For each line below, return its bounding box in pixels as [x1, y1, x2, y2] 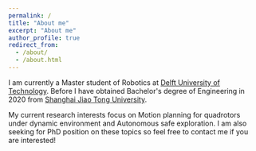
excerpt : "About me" [8, 26, 77, 34]
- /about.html [15, 56, 62, 64]
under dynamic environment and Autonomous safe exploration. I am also [8, 118, 247, 128]
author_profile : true [8, 33, 81, 42]
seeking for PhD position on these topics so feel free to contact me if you [8, 126, 249, 136]
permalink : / [8, 11, 52, 20]
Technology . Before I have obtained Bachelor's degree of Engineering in [8, 86, 246, 95]
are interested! [8, 135, 57, 145]
